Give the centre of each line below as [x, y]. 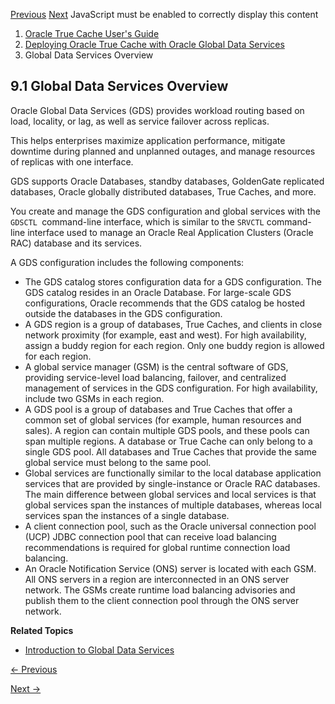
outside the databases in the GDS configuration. [123, 313]
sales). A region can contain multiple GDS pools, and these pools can [167, 430]
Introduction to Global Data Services [99, 650]
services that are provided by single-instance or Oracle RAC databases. [172, 483]
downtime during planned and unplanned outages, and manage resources [163, 151]
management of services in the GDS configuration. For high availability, [171, 388]
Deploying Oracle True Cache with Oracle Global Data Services [154, 44]
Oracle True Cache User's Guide [92, 33]
